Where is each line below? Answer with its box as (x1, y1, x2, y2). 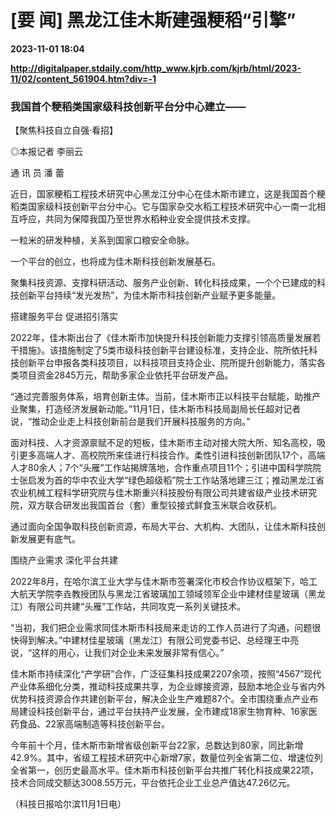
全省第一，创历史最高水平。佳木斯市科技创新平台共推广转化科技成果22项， (10, 764, 320, 776)
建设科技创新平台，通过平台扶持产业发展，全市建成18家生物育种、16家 (18, 706, 309, 718)
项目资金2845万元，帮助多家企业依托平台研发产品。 (18, 369, 234, 381)
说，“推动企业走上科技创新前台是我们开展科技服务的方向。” (10, 416, 251, 428)
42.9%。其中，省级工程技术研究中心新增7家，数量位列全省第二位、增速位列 (10, 752, 323, 764)
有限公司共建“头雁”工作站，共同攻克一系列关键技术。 (27, 601, 247, 613)
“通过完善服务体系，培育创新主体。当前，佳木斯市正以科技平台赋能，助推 (10, 391, 313, 403)
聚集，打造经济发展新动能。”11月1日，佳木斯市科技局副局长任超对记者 (18, 403, 302, 415)
